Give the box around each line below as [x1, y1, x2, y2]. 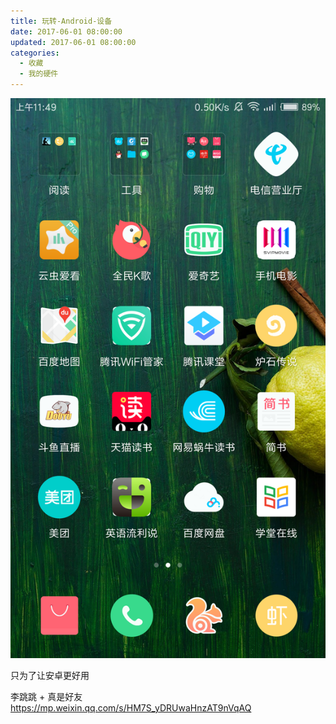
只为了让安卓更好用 [10, 670, 90, 681]
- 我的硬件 [19, 69, 59, 79]
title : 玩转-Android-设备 [10, 16, 113, 26]
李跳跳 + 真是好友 [10, 691, 83, 702]
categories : [10, 48, 60, 58]
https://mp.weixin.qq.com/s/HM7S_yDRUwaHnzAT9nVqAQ [10, 702, 252, 714]
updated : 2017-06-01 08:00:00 [10, 37, 137, 47]
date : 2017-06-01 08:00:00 [10, 26, 123, 37]
